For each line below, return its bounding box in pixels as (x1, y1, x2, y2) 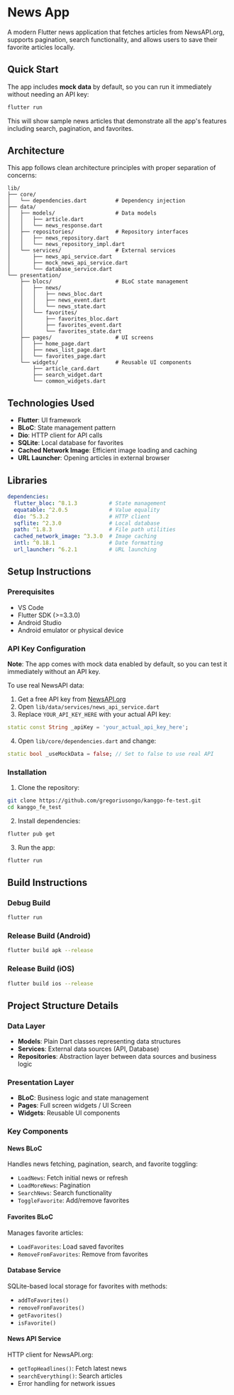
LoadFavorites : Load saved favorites (17, 1242, 124, 1251)
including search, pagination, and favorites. (7, 124, 134, 132)
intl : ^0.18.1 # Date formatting (13, 540, 163, 547)
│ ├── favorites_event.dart (20, 321, 122, 329)
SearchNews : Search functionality (17, 1189, 112, 1197)
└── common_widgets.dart (33, 378, 106, 385)
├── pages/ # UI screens (20, 334, 154, 341)
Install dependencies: (17, 816, 81, 825)
